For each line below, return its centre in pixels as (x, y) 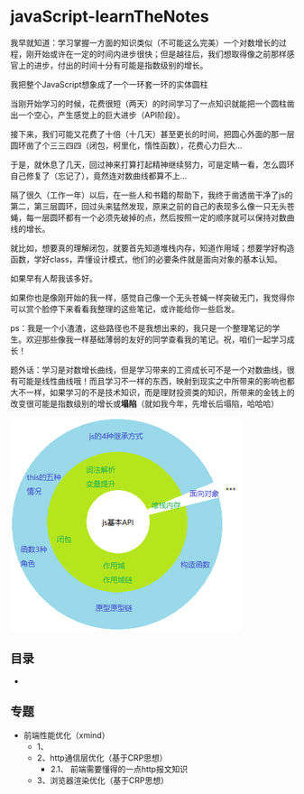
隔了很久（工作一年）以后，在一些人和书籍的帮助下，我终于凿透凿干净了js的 (152, 195)
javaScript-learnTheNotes (110, 17)
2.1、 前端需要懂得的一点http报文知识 (119, 769)
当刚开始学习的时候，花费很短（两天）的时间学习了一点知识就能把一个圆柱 (148, 103)
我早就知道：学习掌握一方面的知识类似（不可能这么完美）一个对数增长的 (144, 42)
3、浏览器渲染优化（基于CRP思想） (103, 780)
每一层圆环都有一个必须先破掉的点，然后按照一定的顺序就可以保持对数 (156, 217)
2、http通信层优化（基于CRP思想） (102, 757)
